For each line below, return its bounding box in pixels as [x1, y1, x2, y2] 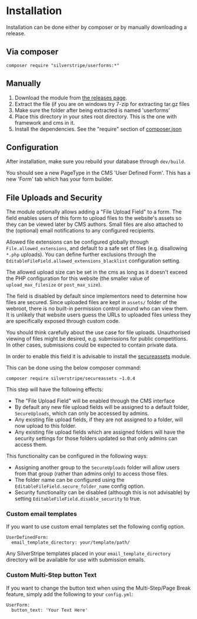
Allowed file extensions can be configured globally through [6, 238, 149, 245]
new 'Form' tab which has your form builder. [6, 175, 113, 183]
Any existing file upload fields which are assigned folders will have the [14, 428, 185, 436]
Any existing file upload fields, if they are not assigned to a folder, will [14, 416, 183, 423]
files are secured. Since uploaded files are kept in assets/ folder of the [6, 299, 178, 306]
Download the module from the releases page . [14, 94, 128, 101]
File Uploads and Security [6, 192, 103, 202]
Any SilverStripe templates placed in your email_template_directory [6, 550, 171, 557]
